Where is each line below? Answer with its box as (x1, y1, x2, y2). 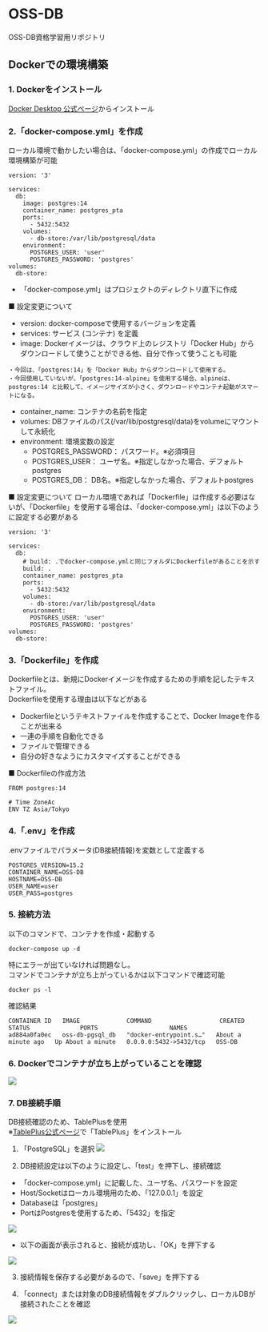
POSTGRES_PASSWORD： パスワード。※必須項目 (31, 446, 196, 456)
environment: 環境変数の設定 (19, 436, 115, 446)
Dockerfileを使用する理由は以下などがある (8, 694, 148, 704)
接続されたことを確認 (19, 1299, 90, 1309)
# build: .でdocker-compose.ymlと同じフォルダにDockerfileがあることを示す (22, 557, 260, 565)
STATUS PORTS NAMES (8, 1024, 188, 1032)
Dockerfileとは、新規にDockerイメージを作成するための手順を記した (8, 674, 234, 684)
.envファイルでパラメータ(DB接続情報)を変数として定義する (8, 845, 206, 855)
